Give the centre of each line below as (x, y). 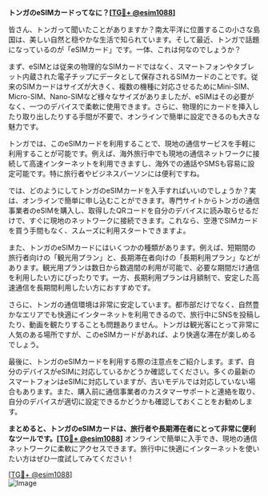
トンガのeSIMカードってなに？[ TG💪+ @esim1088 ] (92, 12)
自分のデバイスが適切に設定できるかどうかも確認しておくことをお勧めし (127, 402)
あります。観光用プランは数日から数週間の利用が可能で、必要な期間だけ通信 (134, 268)
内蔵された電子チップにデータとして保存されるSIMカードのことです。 (137, 76)
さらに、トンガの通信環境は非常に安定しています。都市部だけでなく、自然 (130, 304)
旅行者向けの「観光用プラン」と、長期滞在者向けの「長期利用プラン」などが (134, 258)
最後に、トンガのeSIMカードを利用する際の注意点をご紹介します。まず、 (128, 362)
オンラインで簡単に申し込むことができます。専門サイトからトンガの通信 (141, 200)
